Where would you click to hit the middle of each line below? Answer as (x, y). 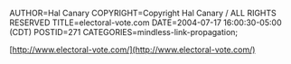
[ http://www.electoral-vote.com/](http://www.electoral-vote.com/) (132, 50)
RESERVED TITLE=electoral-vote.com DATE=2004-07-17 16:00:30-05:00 (145, 23)
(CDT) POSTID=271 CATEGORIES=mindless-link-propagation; (124, 32)
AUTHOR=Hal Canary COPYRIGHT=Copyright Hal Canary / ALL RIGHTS (143, 13)
